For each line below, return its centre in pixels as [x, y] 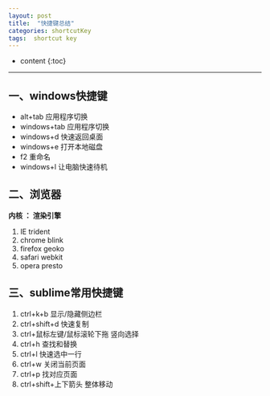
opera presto [41, 265]
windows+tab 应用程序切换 [65, 127]
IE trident [35, 231]
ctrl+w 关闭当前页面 [53, 364]
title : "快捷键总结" [41, 23]
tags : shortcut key [43, 38]
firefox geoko [42, 248]
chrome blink [42, 240]
